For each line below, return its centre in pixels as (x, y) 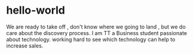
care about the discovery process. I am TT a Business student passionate (96, 33)
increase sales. (25, 46)
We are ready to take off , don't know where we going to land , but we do (96, 27)
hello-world (36, 10)
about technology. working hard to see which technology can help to (91, 39)
